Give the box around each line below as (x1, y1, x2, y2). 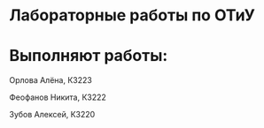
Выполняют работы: (9, 46, 168, 66)
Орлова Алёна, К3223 (9, 75, 93, 86)
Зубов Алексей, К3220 (9, 109, 96, 120)
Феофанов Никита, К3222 (9, 92, 106, 102)
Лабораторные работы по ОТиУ (9, 5, 255, 26)
